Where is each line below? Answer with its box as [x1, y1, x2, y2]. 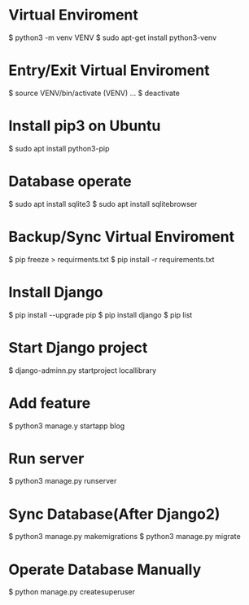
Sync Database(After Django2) [8, 505, 221, 523]
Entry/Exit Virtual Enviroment [8, 61, 210, 80]
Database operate [8, 173, 132, 191]
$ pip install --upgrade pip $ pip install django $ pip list [8, 309, 193, 319]
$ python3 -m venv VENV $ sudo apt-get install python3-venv [8, 33, 217, 42]
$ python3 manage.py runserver [8, 476, 117, 486]
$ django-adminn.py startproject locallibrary [8, 365, 157, 375]
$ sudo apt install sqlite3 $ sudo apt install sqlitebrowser [8, 199, 198, 208]
